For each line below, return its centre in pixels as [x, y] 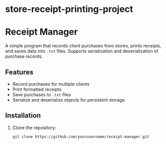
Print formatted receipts [37, 89]
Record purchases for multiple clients [51, 84]
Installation [23, 116]
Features [19, 72]
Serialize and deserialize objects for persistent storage [68, 100]
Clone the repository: [34, 128]
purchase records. [24, 56]
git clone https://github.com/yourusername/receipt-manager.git [81, 137]
